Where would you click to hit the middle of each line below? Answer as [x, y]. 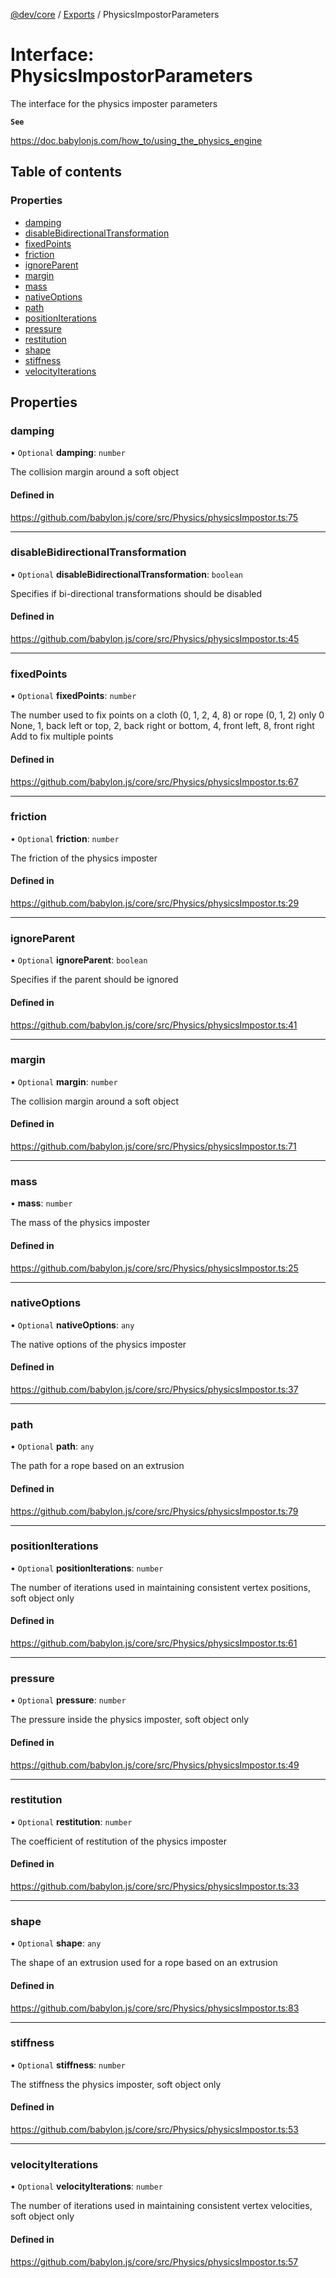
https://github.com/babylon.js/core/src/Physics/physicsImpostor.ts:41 [154, 1025]
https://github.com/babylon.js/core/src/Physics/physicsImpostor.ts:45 [155, 639]
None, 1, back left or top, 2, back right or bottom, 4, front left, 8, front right [162, 726]
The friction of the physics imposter [84, 858]
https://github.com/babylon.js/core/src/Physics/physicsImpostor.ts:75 [154, 517]
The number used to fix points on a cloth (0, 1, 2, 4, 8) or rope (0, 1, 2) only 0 [167, 715]
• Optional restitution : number [71, 1821]
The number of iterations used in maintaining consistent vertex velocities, [161, 2206]
